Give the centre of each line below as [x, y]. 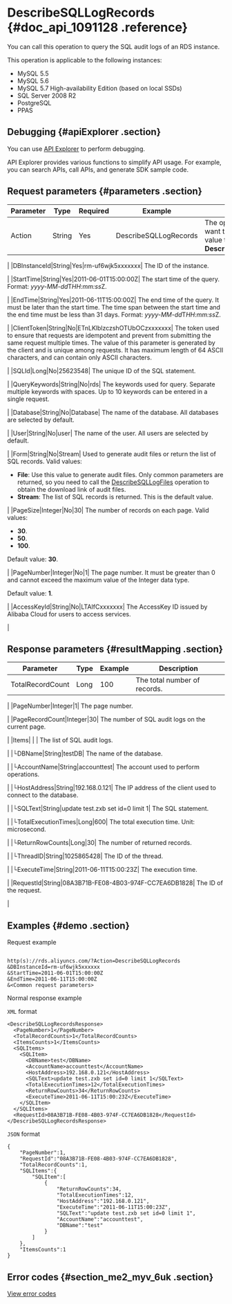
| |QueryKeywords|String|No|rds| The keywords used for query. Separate [111, 384]
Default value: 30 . [33, 559]
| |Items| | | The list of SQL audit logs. [60, 740]
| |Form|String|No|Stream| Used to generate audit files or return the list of [112, 454]
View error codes [32, 1294]
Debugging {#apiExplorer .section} [84, 132]
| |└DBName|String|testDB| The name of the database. [85, 753]
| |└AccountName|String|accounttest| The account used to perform [104, 767]
